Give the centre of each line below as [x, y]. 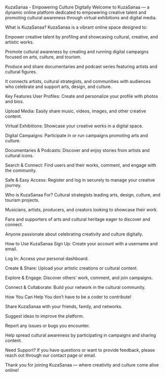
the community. [21, 170]
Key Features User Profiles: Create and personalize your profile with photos [82, 96]
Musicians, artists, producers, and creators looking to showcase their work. [82, 210]
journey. [13, 185]
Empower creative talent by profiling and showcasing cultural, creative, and [82, 37]
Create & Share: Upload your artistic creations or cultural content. [71, 268]
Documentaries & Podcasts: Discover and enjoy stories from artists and [78, 150]
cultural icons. [19, 156]
